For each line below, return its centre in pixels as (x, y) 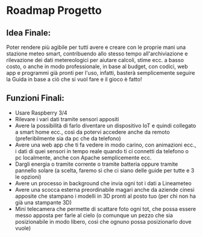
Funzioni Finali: (35, 98)
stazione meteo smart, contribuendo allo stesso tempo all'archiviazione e (97, 54)
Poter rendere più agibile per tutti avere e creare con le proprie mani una (96, 47)
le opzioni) (28, 177)
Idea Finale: (29, 33)
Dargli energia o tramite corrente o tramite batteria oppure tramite (96, 164)
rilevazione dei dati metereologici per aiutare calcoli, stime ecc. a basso (95, 60)
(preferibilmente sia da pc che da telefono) (68, 138)
